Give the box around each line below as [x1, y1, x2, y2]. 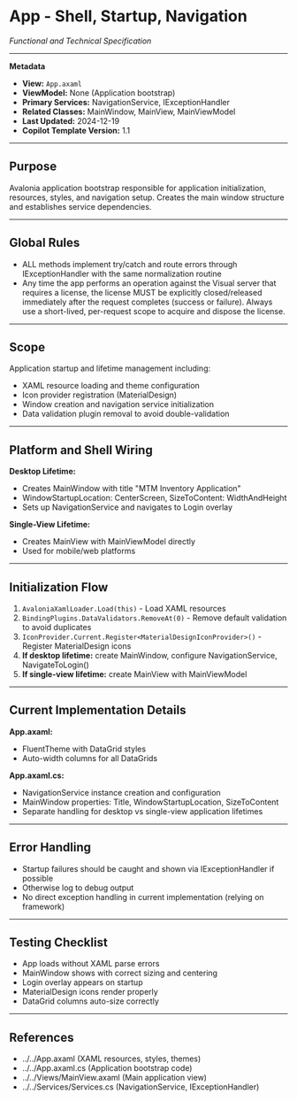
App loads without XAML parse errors [21, 959, 160, 969]
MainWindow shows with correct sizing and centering [21, 967, 218, 979]
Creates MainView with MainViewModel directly [21, 536, 196, 547]
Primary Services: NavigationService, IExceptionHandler [21, 96, 231, 107]
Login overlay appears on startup [21, 977, 143, 988]
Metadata [9, 60, 46, 72]
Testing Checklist [9, 935, 108, 951]
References [9, 1029, 74, 1045]
